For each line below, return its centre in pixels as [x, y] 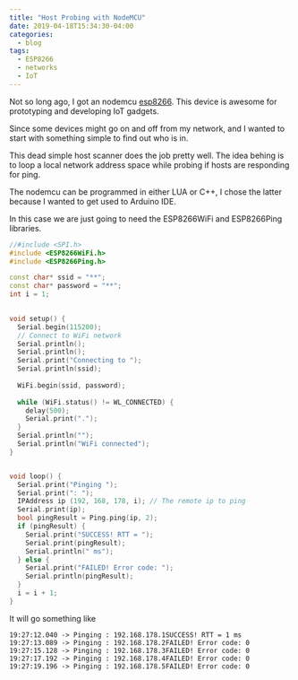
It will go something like [53, 618]
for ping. [25, 174]
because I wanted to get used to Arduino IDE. [93, 201]
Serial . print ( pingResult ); [76, 543]
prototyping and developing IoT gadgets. [84, 111]
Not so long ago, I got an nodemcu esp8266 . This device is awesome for [143, 101]
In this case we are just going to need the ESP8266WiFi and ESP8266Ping [146, 218]
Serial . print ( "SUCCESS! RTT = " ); [89, 535]
